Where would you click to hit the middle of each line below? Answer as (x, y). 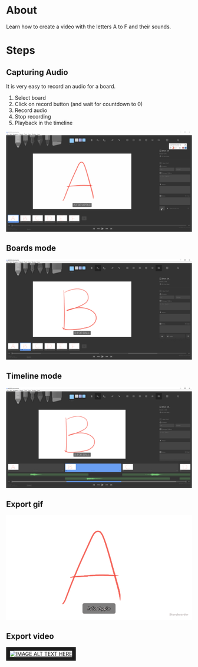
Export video (30, 636)
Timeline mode (34, 376)
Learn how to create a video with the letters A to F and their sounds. (89, 27)
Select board (30, 97)
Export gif (24, 504)
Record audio (31, 110)
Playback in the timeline (44, 123)
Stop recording (33, 116)
